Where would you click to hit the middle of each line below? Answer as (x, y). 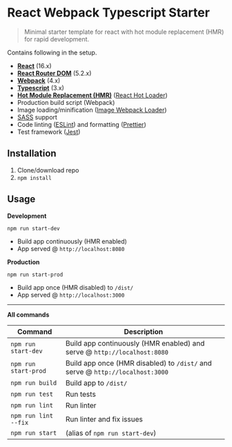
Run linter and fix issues (104, 419)
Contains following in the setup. (52, 52)
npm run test (32, 394)
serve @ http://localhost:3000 (117, 372)
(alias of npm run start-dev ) (111, 433)
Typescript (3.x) (40, 88)
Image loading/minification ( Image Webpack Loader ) (92, 110)
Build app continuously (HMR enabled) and (135, 343)
